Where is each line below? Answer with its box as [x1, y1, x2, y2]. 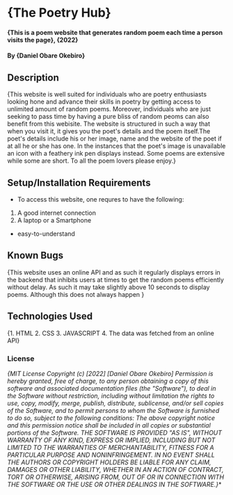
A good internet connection [17, 209, 96, 217]
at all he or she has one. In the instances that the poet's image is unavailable [7, 142, 226, 150]
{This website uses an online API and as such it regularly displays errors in [7, 268, 220, 276]
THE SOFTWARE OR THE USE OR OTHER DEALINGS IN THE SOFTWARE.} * [7, 480, 222, 488]
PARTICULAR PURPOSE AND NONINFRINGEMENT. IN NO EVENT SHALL [7, 451, 216, 459]
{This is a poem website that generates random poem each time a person [7, 28, 223, 36]
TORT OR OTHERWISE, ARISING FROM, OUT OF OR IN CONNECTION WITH [7, 473, 225, 481]
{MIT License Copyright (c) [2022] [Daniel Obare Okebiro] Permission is [7, 369, 214, 378]
